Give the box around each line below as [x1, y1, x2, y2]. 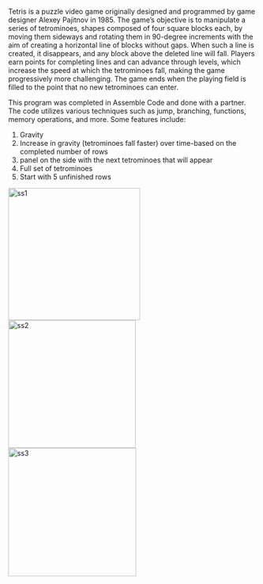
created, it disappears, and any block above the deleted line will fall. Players [8, 49, 255, 58]
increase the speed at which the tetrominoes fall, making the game [8, 66, 225, 74]
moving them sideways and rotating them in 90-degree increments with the [8, 32, 254, 41]
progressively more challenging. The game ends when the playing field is [8, 74, 246, 83]
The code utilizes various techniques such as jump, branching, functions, [8, 106, 246, 116]
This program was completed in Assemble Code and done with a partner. [8, 98, 246, 107]
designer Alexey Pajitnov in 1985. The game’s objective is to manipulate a [8, 15, 246, 25]
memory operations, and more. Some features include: [8, 115, 186, 124]
